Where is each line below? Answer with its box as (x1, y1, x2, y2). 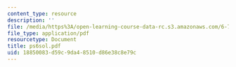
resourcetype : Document (7, 36, 77, 43)
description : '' (7, 17, 55, 24)
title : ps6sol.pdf (7, 43, 61, 50)
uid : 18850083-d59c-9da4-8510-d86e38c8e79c (7, 50, 137, 57)
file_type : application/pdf (7, 29, 90, 37)
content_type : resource (7, 10, 77, 17)
